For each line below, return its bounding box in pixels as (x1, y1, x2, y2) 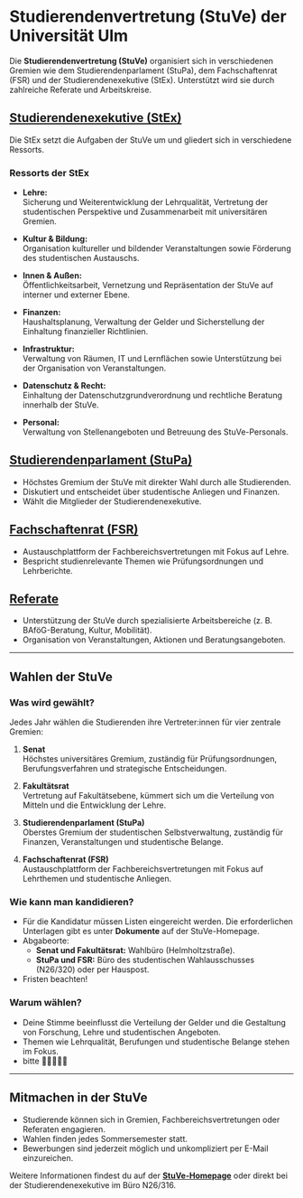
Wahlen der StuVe (9, 669, 113, 684)
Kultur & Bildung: (22, 233, 88, 245)
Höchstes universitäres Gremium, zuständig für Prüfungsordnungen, (22, 753, 278, 764)
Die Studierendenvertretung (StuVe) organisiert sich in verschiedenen (9, 55, 273, 66)
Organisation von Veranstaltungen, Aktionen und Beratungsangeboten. (22, 634, 286, 645)
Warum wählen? (9, 997, 83, 1009)
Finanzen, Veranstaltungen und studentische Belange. (22, 837, 224, 847)
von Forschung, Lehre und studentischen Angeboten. (22, 1026, 221, 1037)
